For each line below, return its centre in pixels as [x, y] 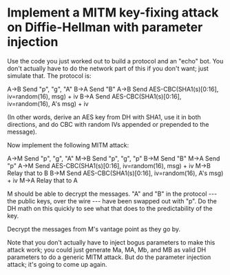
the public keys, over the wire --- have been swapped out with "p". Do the [112, 201]
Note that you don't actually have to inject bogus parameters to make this [111, 242]
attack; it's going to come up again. [57, 264]
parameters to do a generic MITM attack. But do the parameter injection [109, 257]
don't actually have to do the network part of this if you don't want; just [108, 68]
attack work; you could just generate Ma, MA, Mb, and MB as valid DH [107, 249]
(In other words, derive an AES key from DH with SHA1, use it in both [104, 117]
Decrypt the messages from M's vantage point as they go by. [94, 229]
